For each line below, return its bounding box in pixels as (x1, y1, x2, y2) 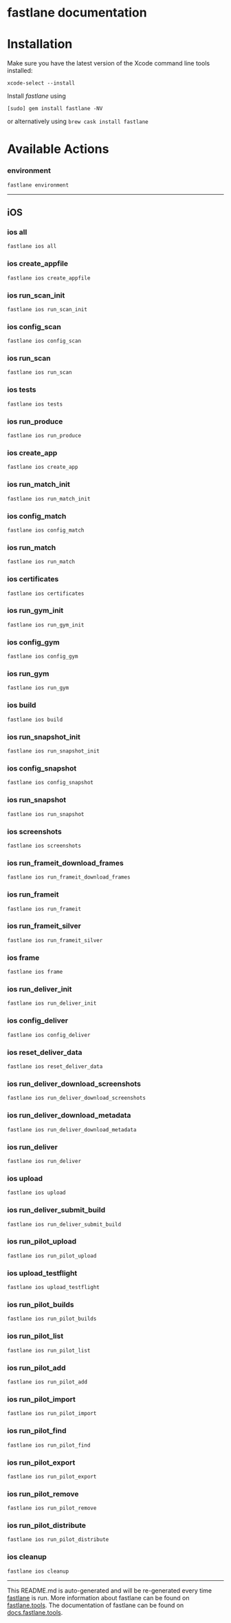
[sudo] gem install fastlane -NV (7, 105, 103, 112)
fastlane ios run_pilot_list (7, 1347, 91, 1354)
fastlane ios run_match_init (7, 495, 91, 502)
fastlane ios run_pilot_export (7, 1473, 97, 1480)
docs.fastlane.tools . (7, 1608, 63, 1616)
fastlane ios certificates (7, 590, 85, 597)
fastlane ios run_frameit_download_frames (7, 874, 131, 881)
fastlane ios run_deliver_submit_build (7, 1221, 122, 1228)
